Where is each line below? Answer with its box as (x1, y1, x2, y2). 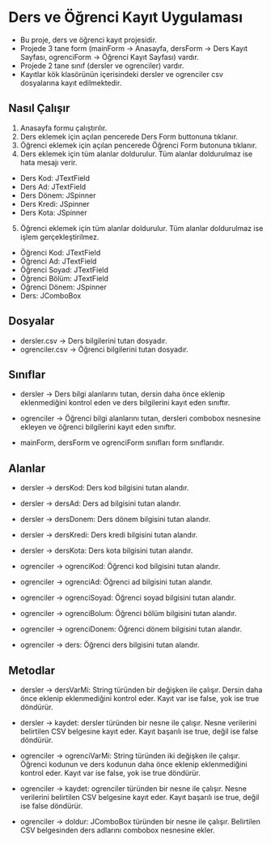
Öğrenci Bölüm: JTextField (19, 273, 109, 283)
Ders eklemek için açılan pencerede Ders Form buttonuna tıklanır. (19, 131, 239, 141)
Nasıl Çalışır (8, 101, 70, 115)
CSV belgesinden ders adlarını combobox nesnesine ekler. (19, 825, 215, 835)
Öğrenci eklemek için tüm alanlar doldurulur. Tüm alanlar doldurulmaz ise (19, 223, 264, 233)
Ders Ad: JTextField (19, 182, 87, 191)
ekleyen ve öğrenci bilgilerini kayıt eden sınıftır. (19, 422, 176, 432)
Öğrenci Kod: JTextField (19, 247, 101, 257)
